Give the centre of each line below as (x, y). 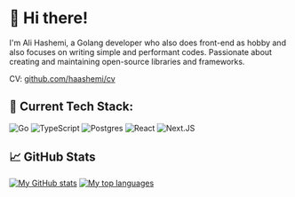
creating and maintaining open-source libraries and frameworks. (127, 61)
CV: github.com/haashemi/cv (62, 78)
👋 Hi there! (49, 18)
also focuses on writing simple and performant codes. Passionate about (141, 51)
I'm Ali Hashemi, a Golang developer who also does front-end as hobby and (148, 43)
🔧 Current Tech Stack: (71, 107)
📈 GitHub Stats (52, 158)
